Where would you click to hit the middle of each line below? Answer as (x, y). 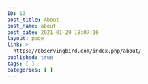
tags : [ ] (21, 64)
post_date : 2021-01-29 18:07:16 (53, 32)
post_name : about (32, 26)
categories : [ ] (30, 70)
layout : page (26, 39)
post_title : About (33, 20)
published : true (30, 58)
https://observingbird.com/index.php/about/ (77, 51)
